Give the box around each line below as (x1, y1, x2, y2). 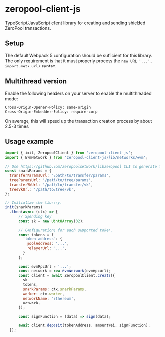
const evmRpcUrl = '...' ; (18, 264, 71, 269)
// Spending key (18, 214, 52, 219)
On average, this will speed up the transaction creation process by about (5, 118, 152, 124)
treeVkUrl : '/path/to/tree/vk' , (9, 187, 76, 192)
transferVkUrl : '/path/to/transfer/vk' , (9, 182, 93, 187)
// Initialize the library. (5, 201, 63, 205)
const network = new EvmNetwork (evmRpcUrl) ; (18, 269, 111, 273)
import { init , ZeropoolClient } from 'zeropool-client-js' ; (5, 150, 133, 156)
